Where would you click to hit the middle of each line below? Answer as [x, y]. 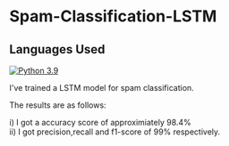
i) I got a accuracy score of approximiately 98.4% [101, 122]
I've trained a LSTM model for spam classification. [102, 88]
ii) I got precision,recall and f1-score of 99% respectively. [115, 132]
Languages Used [57, 49]
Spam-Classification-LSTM [113, 16]
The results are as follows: [58, 105]
